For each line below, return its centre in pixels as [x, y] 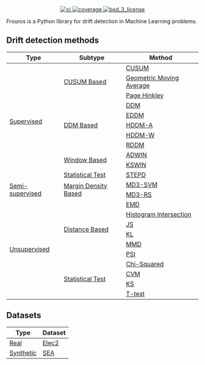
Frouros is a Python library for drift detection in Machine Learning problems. [102, 21]
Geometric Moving [153, 78]
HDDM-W [140, 135]
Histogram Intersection [159, 214]
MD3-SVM [142, 184]
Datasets [24, 315]
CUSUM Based [85, 81]
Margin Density [86, 186]
